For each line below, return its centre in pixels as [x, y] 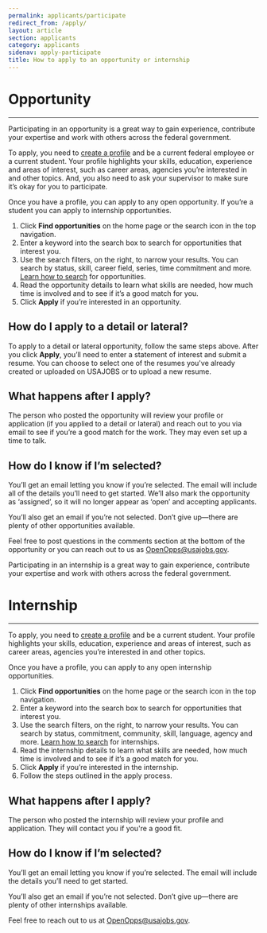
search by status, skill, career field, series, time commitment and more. [136, 268]
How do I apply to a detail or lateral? [99, 327]
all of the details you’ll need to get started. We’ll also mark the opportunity [129, 493]
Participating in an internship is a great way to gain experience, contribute [129, 565]
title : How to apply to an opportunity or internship [99, 60]
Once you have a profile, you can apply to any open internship [110, 667]
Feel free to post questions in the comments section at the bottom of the [127, 541]
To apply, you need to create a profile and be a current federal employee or [131, 153]
